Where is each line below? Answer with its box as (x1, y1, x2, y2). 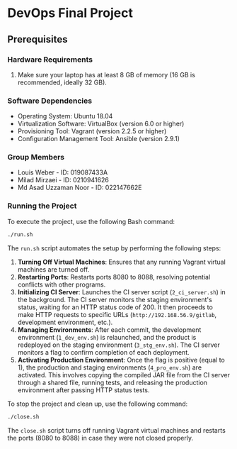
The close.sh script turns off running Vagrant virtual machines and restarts (7, 426, 226, 434)
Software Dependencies (7, 96, 93, 106)
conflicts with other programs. (17, 280, 106, 289)
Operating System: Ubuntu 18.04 (17, 112, 113, 121)
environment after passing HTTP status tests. (17, 385, 150, 394)
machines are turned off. (17, 265, 90, 274)
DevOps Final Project (7, 5, 133, 21)
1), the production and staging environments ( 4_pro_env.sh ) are (17, 363, 202, 372)
